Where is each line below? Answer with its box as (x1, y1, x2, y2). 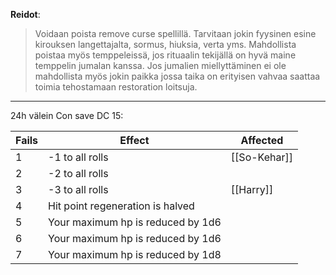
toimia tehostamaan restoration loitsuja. (34, 81, 198, 93)
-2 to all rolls (48, 167, 109, 180)
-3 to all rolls (48, 183, 109, 196)
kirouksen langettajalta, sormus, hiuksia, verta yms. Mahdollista (34, 39, 297, 50)
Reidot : (10, 9, 41, 20)
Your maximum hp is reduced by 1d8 (48, 248, 222, 261)
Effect (119, 134, 150, 147)
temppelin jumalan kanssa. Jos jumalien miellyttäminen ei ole (34, 60, 287, 71)
